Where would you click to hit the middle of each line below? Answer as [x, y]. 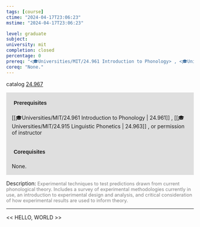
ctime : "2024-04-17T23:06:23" [44, 17]
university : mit [26, 45]
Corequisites [30, 152]
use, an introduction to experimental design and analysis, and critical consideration [99, 195]
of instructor [27, 133]
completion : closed [30, 50]
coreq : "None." [25, 67]
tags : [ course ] [25, 12]
